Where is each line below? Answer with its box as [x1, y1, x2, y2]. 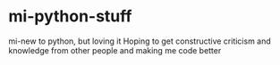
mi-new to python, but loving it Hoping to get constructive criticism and [8, 36, 272, 46]
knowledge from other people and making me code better [8, 45, 222, 55]
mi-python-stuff [8, 6, 132, 27]
